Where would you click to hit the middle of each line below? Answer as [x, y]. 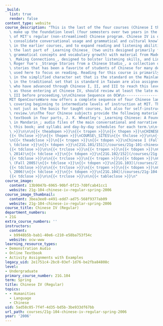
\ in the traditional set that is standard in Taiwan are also [74, 81]
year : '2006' [18, 316]
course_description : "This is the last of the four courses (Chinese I [79, 28]
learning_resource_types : [31, 244]
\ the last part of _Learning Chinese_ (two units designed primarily [82, 50]
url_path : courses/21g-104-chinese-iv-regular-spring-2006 [66, 312]
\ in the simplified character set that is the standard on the [76, 77]
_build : [13, 9]
